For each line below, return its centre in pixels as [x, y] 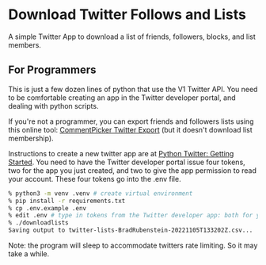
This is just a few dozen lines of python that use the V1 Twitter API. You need [133, 89]
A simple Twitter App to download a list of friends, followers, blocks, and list [132, 36]
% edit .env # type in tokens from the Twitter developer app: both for [131, 216]
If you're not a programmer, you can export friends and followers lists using [131, 121]
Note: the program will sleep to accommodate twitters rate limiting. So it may [133, 245]
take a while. [29, 254]
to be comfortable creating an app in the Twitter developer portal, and [122, 98]
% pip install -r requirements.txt [67, 201]
